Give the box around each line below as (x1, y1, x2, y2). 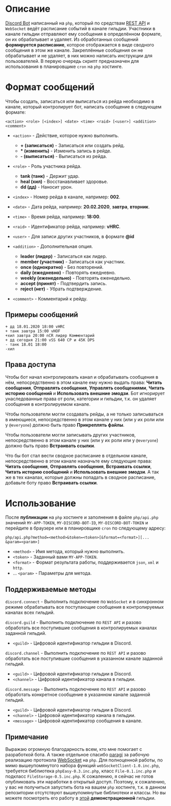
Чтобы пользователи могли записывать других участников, (5, 431, 136, 437)
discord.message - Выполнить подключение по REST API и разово (5, 686, 146, 693)
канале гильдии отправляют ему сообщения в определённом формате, (5, 31, 162, 37)
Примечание (5, 732, 48, 741)
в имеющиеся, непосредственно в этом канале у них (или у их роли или (5, 416, 164, 422)
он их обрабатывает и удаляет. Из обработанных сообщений (5, 36, 139, 42)
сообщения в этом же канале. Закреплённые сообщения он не (5, 47, 143, 53)
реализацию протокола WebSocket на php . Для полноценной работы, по (5, 757, 163, 763)
